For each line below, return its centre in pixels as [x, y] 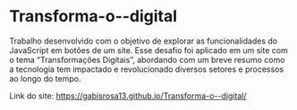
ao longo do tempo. [45, 78]
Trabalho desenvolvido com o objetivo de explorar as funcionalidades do [144, 41]
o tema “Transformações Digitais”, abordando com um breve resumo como [147, 59]
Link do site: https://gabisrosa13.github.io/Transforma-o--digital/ [128, 96]
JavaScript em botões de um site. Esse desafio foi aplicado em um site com [148, 50]
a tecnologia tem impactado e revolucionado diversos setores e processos [147, 69]
